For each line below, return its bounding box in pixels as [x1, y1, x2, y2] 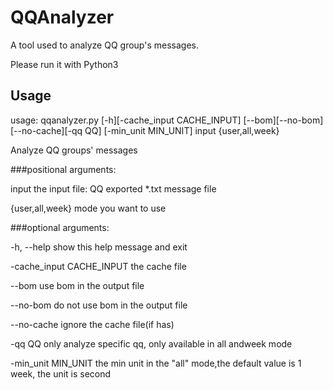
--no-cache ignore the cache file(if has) [10, 318, 175, 330]
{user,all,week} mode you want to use [10, 202, 167, 214]
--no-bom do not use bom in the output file [10, 299, 188, 311]
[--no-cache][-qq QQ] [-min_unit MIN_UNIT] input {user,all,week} [10, 124, 280, 136]
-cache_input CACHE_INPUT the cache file [10, 260, 187, 272]
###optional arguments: [10, 221, 110, 233]
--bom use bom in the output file [10, 279, 145, 291]
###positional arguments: [10, 163, 117, 175]
